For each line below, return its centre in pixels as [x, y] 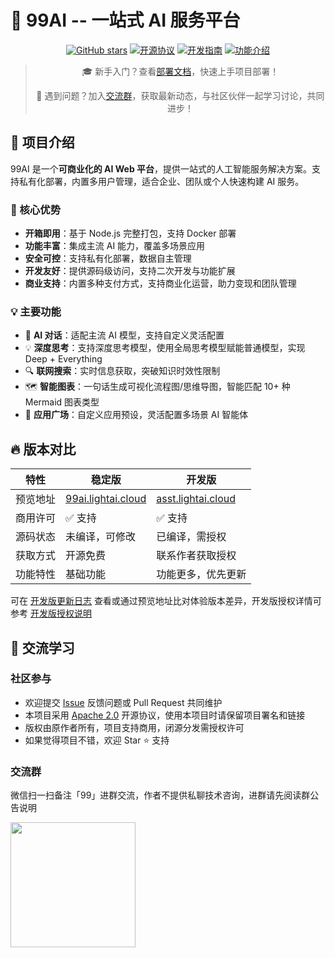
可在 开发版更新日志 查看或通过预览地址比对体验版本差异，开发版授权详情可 [166, 601]
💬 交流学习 [42, 647]
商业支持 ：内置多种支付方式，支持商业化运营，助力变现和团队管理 [160, 283]
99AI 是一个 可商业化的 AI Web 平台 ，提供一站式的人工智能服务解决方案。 [161, 168]
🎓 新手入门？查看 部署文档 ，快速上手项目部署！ [180, 71]
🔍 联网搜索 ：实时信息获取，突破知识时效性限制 [122, 371]
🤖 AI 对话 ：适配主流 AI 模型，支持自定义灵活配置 [124, 335]
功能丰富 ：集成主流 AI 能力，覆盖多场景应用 [115, 246]
